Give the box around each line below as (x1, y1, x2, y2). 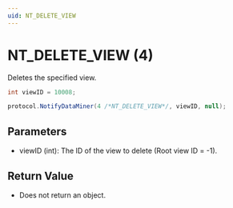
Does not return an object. (18, 190, 106, 200)
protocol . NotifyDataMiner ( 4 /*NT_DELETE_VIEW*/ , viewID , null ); (7, 102, 227, 110)
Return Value (7, 169, 74, 182)
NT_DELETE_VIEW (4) (7, 46, 154, 64)
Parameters (7, 125, 67, 138)
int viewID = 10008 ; (7, 88, 77, 96)
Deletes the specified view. (7, 73, 97, 82)
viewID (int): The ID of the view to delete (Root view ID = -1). (18, 146, 218, 156)
